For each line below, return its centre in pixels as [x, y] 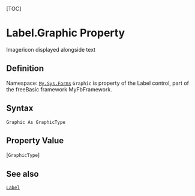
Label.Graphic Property [66, 33]
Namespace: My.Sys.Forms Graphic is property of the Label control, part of [97, 83]
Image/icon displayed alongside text [51, 49]
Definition [25, 69]
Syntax [20, 109]
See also [22, 174]
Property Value [35, 140]
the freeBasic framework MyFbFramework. [59, 89]
